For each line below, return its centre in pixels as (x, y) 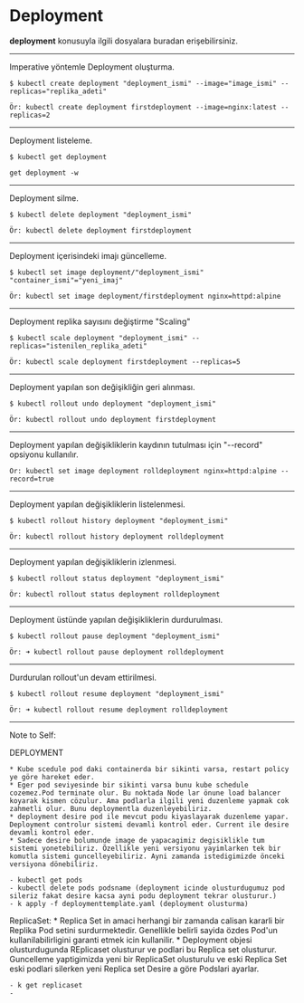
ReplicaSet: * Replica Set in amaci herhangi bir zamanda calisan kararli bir (147, 921)
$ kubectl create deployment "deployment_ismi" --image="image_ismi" (143, 83)
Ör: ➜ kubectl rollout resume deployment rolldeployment (119, 710)
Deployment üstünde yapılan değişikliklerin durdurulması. (116, 619)
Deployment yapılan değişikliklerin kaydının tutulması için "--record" (136, 444)
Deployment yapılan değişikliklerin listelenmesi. (97, 504)
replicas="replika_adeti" (58, 91)
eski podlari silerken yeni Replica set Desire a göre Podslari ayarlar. (134, 969)
